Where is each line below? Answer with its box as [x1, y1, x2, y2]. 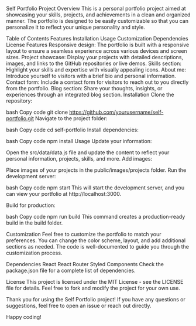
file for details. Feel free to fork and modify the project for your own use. [6, 284, 180, 291]
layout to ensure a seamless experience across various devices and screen [6, 47, 187, 55]
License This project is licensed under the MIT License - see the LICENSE [6, 279, 184, 285]
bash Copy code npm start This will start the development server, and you [6, 184, 185, 191]
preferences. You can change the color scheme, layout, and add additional [6, 237, 186, 244]
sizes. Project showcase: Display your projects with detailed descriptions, [6, 54, 183, 60]
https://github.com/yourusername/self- [69, 108, 164, 116]
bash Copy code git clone [6, 108, 68, 116]
